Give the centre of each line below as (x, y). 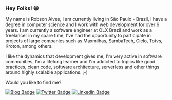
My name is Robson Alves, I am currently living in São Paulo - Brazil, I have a (86, 19)
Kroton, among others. (29, 46)
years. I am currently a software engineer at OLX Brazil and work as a (79, 30)
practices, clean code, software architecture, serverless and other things (82, 67)
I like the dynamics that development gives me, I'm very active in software (84, 56)
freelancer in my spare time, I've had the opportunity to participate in (78, 36)
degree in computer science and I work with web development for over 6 (82, 24)
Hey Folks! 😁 (22, 8)
